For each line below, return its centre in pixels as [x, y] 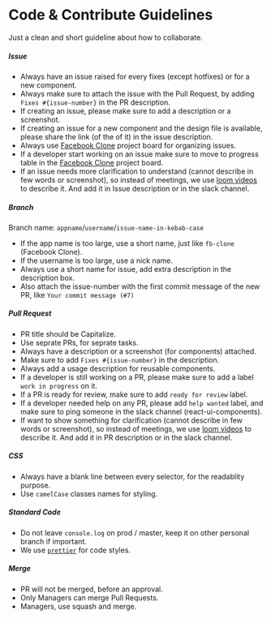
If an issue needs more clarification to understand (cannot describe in [137, 171]
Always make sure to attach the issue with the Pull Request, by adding [137, 93]
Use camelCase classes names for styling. [89, 493]
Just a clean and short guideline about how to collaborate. [105, 37]
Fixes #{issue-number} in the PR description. [95, 102]
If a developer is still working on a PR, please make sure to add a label [137, 377]
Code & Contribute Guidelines [111, 15]
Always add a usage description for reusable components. [118, 368]
